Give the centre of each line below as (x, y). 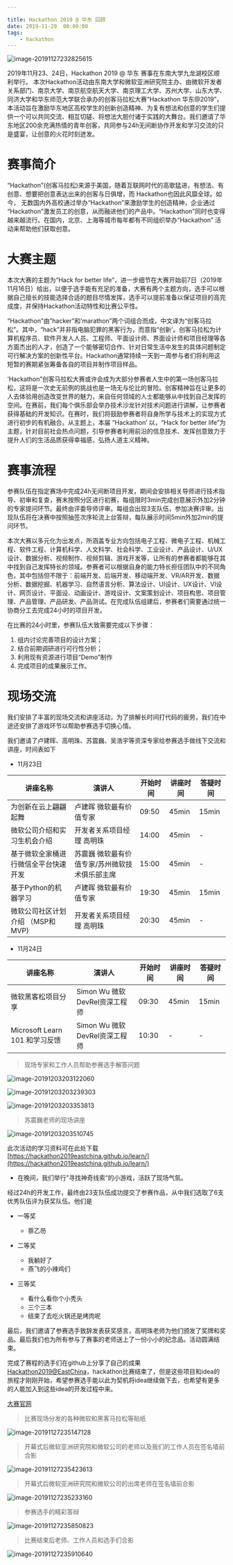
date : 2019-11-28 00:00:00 (48, 26)
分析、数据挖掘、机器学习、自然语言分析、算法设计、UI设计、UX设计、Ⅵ (112, 584)
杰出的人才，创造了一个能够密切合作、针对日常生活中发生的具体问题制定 (122, 347)
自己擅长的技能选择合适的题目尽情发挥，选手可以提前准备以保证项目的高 (116, 298)
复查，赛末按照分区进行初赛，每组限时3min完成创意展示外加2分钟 (131, 500)
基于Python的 (33, 887)
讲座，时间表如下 (32, 749)
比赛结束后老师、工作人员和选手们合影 (79, 1540)
